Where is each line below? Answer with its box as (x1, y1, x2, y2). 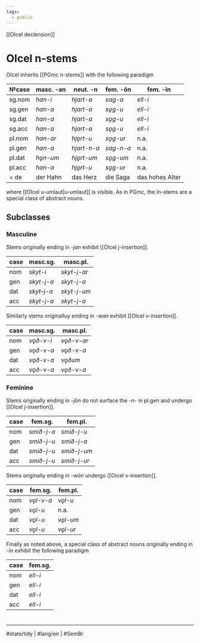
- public (11, 14, 33, 20)
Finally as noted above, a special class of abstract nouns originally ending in (6, 541, 193, 548)
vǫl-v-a (29, 496, 52, 504)
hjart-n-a (71, 144, 100, 152)
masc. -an (35, 85, 67, 94)
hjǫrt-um (71, 153, 98, 162)
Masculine (6, 230, 37, 238)
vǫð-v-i (29, 337, 52, 345)
